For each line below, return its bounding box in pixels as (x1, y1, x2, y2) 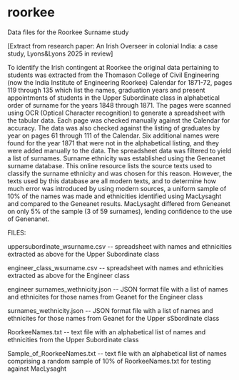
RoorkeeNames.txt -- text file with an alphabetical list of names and (7, 327, 206, 336)
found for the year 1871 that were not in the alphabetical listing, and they (7, 138, 220, 147)
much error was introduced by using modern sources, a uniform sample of (7, 184, 227, 192)
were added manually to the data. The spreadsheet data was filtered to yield (7, 146, 232, 155)
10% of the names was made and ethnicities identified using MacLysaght (7, 192, 222, 200)
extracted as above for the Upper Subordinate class (7, 250, 160, 258)
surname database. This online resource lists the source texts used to (7, 161, 213, 170)
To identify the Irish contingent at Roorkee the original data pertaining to (7, 63, 220, 71)
